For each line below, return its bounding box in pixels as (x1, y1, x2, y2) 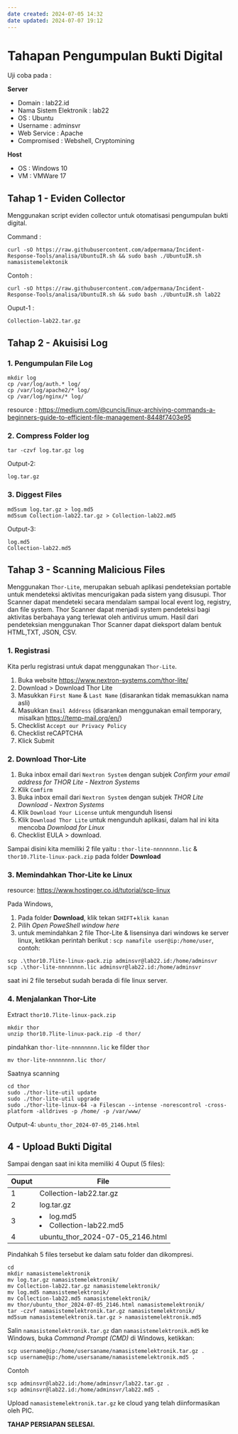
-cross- (204, 1101, 227, 1109)
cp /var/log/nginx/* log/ (7, 393, 84, 400)
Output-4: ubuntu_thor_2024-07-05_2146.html (7, 1120, 140, 1129)
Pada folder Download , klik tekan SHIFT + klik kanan (17, 914, 169, 922)
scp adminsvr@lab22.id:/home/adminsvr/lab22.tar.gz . (7, 1380, 171, 1388)
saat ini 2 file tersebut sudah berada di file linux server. (7, 976, 168, 985)
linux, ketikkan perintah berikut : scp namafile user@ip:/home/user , (17, 937, 215, 945)
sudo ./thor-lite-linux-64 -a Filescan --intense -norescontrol (7, 1101, 202, 1109)
